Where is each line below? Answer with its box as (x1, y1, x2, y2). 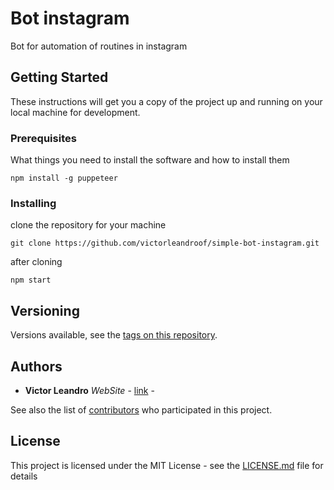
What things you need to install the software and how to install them (10, 154, 290, 166)
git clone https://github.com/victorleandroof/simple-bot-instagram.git (10, 238, 320, 249)
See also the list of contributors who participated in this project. (10, 403, 273, 416)
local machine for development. (10, 106, 141, 118)
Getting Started (10, 69, 109, 86)
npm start (10, 275, 52, 286)
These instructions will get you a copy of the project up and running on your (10, 95, 323, 107)
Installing (10, 196, 57, 210)
